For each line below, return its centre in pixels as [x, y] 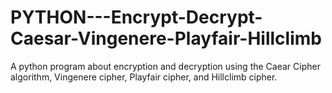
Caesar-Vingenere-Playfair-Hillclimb [166, 38]
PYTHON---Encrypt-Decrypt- [136, 17]
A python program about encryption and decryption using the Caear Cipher [165, 66]
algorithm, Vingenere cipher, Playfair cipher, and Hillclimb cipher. [144, 77]
